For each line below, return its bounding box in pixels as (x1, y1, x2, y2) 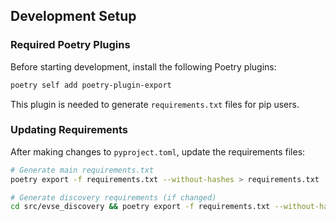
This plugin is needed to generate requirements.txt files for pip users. (10, 98, 300, 110)
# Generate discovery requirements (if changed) (10, 192, 217, 203)
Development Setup (10, 8, 137, 25)
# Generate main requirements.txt (10, 165, 155, 175)
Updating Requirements (10, 123, 129, 137)
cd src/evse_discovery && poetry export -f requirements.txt (10, 202, 271, 212)
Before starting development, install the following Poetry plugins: (10, 60, 277, 73)
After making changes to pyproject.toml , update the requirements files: (10, 145, 306, 158)
